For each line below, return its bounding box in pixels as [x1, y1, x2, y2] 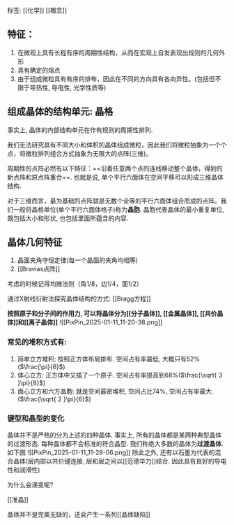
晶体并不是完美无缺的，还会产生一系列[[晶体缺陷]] [7, 510, 151, 519]
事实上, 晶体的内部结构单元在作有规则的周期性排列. [7, 125, 153, 134]
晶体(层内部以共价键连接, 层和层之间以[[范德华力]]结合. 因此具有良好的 [13, 457, 214, 466]
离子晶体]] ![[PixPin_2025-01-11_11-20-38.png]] [29, 318, 163, 326]
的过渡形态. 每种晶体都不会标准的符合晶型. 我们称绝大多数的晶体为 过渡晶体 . [7, 440, 224, 448]
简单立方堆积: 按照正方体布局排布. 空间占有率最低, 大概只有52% [17, 354, 201, 363]
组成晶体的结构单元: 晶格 [7, 106, 114, 117]
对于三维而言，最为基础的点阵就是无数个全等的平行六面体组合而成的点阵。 [7, 196, 221, 205]
